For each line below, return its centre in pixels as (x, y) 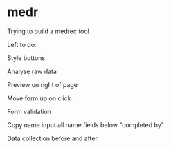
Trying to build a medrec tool (48, 31)
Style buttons (26, 58)
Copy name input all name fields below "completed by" (85, 124)
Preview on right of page (43, 84)
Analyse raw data (32, 71)
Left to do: (22, 44)
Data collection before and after (53, 138)
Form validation (29, 111)
